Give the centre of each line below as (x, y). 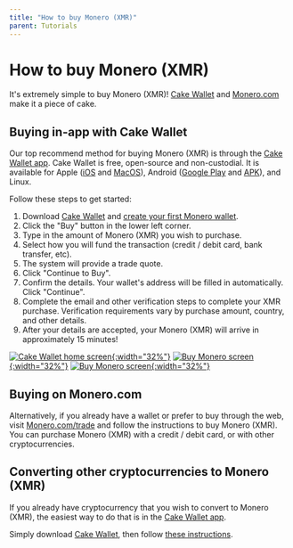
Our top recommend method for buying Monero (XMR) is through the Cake (146, 153)
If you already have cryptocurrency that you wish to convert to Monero (139, 507)
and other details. (54, 321)
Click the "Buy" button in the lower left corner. (106, 226)
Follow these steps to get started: (70, 199)
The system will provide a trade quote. (92, 264)
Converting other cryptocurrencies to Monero (139, 472)
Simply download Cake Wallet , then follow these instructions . (121, 534)
